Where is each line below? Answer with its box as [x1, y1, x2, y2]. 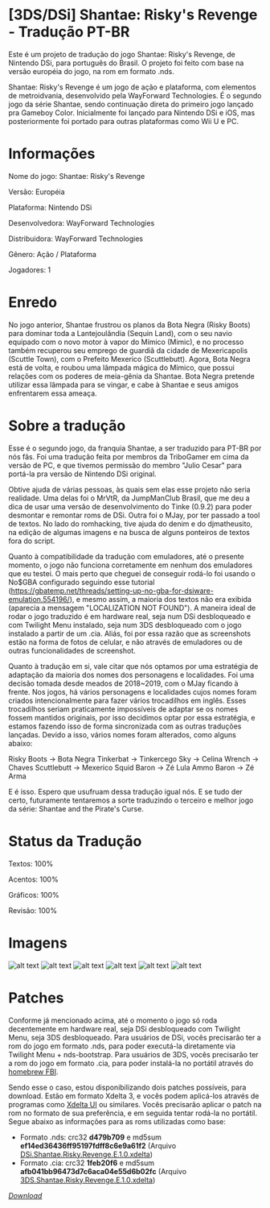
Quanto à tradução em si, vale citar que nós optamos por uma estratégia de [8, 661, 259, 670]
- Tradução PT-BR [8, 23, 130, 41]
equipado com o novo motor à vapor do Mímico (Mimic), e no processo [8, 337, 244, 347]
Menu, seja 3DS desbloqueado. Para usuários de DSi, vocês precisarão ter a [8, 1032, 261, 1042]
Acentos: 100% [8, 874, 59, 884]
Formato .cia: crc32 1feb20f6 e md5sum [19, 1158, 155, 1168]
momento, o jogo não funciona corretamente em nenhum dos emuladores [8, 560, 253, 570]
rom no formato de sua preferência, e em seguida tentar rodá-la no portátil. [8, 1108, 258, 1118]
